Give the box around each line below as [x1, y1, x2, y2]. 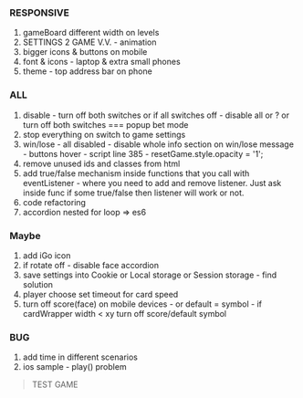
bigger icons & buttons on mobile [22, 47, 148, 58]
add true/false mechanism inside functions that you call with [22, 167, 250, 179]
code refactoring [22, 196, 87, 207]
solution [22, 278, 53, 289]
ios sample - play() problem [22, 361, 127, 372]
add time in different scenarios [22, 351, 139, 362]
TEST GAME [31, 379, 78, 390]
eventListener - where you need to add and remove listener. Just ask [22, 177, 282, 188]
